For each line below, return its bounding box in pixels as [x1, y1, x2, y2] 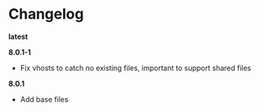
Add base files [19, 94, 69, 104]
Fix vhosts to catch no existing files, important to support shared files [19, 62, 252, 73]
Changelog [8, 5, 84, 23]
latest [8, 32, 28, 41]
